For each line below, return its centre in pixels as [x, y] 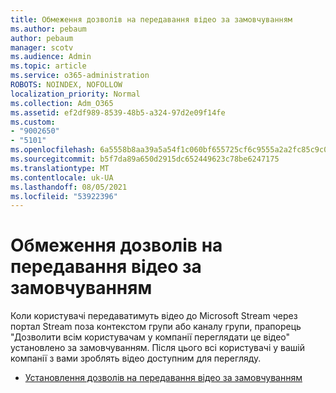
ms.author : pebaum [48, 29]
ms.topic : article [48, 66]
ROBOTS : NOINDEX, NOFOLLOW [66, 85]
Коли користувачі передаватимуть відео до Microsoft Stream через [154, 316]
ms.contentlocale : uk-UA [62, 177]
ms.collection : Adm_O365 [62, 103]
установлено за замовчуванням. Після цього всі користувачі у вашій [158, 348]
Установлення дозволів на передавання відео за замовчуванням [163, 378]
